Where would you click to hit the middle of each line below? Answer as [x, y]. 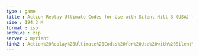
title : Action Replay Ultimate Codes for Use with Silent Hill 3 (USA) [98, 17]
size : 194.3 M [25, 22]
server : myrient [28, 38]
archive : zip [24, 33]
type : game [21, 11]
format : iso [22, 28]
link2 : [16, 44]
